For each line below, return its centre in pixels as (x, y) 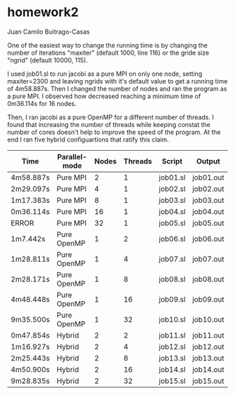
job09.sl (172, 299)
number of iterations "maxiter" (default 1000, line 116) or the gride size (108, 53)
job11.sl (172, 335)
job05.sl (172, 223)
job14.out (208, 369)
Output (208, 161)
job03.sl (172, 200)
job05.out (208, 223)
